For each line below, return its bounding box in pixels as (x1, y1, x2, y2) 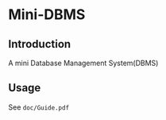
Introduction (8, 37, 71, 51)
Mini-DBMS (8, 6, 86, 24)
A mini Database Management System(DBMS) (8, 58, 159, 68)
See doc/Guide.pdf (8, 102, 70, 112)
